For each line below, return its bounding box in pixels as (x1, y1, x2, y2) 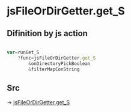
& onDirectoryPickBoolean (28, 60, 91, 67)
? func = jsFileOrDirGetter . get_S (17, 55, 96, 61)
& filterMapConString (28, 66, 80, 72)
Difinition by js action (7, 28, 88, 39)
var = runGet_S (7, 49, 40, 55)
